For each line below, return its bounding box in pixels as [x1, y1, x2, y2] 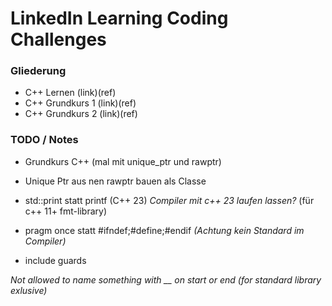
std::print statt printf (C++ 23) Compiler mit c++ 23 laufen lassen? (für [24, 194, 315, 206]
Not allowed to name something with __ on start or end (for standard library [10, 273, 322, 286]
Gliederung [10, 64, 67, 78]
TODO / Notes [10, 133, 79, 147]
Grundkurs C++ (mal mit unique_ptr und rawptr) [24, 155, 222, 167]
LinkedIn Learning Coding [10, 7, 229, 30]
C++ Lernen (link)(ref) [24, 87, 117, 99]
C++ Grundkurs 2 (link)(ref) [24, 108, 138, 120]
